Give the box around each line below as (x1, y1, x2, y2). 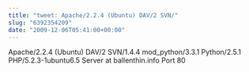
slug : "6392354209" (8, 19, 73, 27)
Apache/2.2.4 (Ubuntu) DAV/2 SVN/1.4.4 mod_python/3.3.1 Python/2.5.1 (8, 48, 241, 57)
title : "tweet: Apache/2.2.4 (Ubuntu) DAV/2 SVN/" (8, 11, 179, 20)
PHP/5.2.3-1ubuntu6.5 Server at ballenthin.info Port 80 (8, 56, 186, 65)
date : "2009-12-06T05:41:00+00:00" (8, 26, 126, 34)
